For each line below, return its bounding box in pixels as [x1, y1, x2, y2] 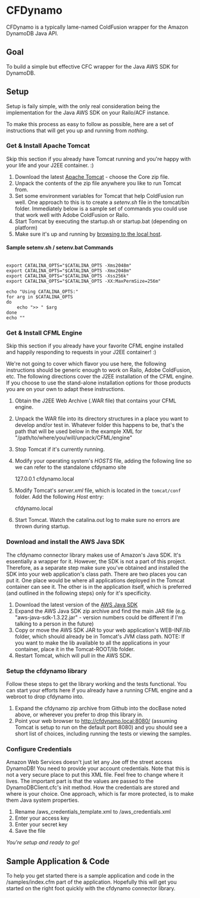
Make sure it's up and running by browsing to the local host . [14, 230, 162, 237]
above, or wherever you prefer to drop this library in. [14, 711, 143, 718]
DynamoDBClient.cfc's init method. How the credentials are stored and [6, 784, 180, 791]
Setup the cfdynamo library [6, 667, 87, 675]
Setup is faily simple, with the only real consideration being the [6, 102, 160, 109]
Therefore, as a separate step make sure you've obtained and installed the [6, 564, 189, 571]
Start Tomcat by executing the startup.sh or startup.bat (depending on [14, 218, 187, 225]
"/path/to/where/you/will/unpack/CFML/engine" [14, 434, 133, 441]
